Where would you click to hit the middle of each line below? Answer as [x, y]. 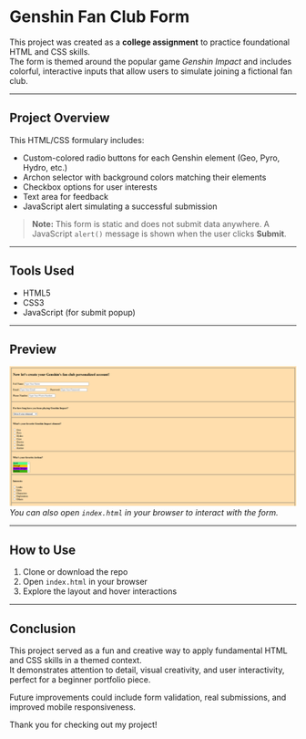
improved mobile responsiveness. [73, 707]
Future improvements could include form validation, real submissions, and [148, 697]
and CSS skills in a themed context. [76, 661]
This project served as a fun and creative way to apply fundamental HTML [149, 651]
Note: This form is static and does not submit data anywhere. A [151, 224]
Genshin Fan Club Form [100, 17]
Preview [33, 349]
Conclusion [43, 628]
